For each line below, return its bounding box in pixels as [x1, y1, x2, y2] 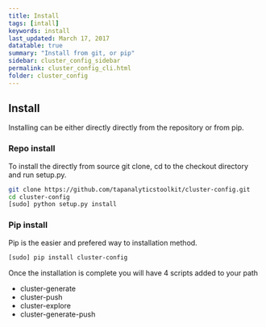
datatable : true [8, 42, 63, 50]
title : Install [8, 11, 60, 20]
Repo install [8, 143, 56, 154]
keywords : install [8, 27, 70, 35]
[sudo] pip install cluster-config [8, 253, 128, 262]
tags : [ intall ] [8, 19, 60, 27]
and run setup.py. [8, 170, 67, 180]
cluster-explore [19, 300, 71, 310]
